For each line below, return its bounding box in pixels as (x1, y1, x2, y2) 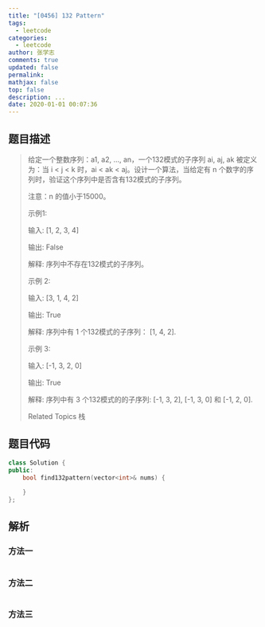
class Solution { (8, 459, 66, 467)
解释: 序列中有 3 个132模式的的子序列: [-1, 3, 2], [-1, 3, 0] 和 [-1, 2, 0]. (27, 394, 253, 404)
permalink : (8, 71, 45, 79)
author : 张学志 (8, 49, 55, 57)
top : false (8, 85, 45, 94)
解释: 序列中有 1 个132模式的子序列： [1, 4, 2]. (27, 327, 177, 336)
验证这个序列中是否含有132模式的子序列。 (49, 174, 186, 184)
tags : (8, 19, 26, 27)
